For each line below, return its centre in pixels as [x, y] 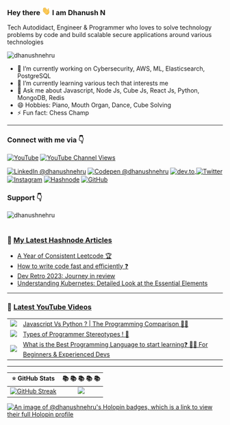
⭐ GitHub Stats [33, 378]
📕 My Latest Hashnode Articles [60, 241]
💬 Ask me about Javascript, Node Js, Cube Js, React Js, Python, [108, 90]
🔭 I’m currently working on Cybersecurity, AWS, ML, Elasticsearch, [111, 69]
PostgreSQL [34, 76]
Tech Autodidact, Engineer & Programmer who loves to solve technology [110, 27]
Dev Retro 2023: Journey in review [66, 276]
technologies [25, 42]
